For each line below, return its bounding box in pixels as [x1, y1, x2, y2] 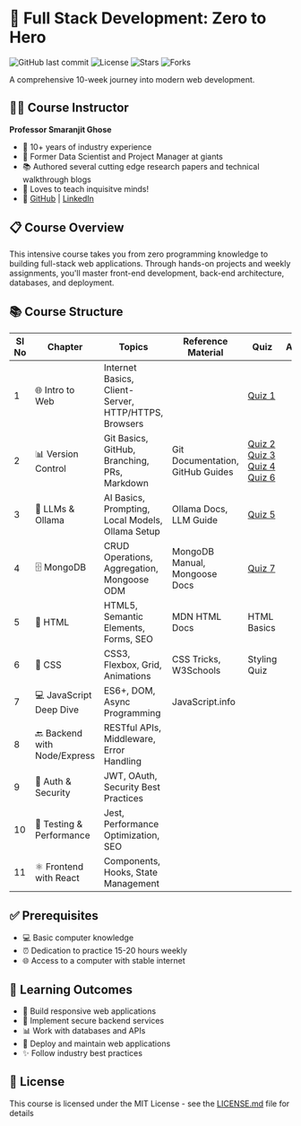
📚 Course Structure [9, 304, 124, 319]
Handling [103, 755, 142, 768]
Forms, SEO [103, 633, 154, 645]
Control [35, 462, 67, 475]
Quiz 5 [247, 509, 276, 521]
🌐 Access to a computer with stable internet [21, 956, 185, 966]
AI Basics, [103, 492, 145, 504]
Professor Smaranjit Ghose [9, 124, 112, 135]
